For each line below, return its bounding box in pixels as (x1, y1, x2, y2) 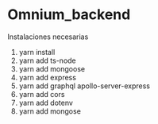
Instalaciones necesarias (7, 32, 89, 41)
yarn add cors (18, 89, 65, 99)
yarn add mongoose (18, 64, 85, 73)
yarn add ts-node (18, 56, 76, 65)
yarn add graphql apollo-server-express (18, 81, 151, 91)
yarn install (18, 47, 56, 56)
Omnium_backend (7, 6, 131, 24)
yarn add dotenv (18, 98, 73, 107)
